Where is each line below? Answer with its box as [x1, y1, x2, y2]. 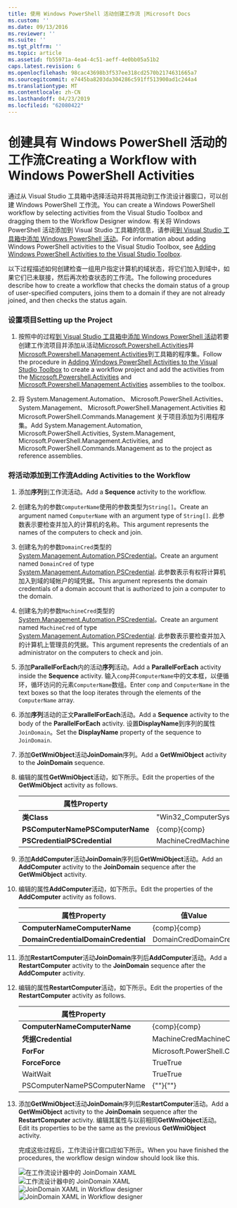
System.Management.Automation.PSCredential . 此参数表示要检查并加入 [18, 632, 226, 640]
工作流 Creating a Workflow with [8, 152, 198, 168]
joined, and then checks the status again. [8, 296, 127, 304]
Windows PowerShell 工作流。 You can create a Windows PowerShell [15, 200, 215, 208]
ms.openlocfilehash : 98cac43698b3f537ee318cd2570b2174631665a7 [8, 69, 198, 76]
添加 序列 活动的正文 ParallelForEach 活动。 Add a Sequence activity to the [18, 711, 229, 719]
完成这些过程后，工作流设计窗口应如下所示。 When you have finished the [18, 1146, 229, 1154]
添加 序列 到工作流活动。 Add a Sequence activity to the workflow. [18, 487, 207, 497]
